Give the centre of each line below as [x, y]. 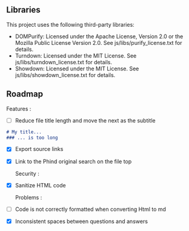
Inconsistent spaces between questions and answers [81, 221]
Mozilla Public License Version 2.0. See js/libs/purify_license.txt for [99, 42]
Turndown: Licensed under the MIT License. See [76, 55]
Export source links [39, 149]
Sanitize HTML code [40, 185]
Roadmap [25, 94]
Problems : [28, 197]
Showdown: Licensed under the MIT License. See [77, 69]
